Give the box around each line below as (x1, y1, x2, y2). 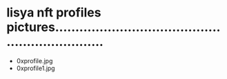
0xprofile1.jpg (16, 64, 56, 72)
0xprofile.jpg (16, 56, 53, 65)
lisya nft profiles (6, 5, 101, 21)
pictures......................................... (6, 19, 221, 35)
